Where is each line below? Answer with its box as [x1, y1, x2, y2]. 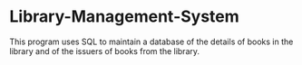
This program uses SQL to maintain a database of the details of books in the [9, 36, 294, 47]
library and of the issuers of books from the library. [9, 45, 200, 56]
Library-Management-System [9, 6, 240, 27]
